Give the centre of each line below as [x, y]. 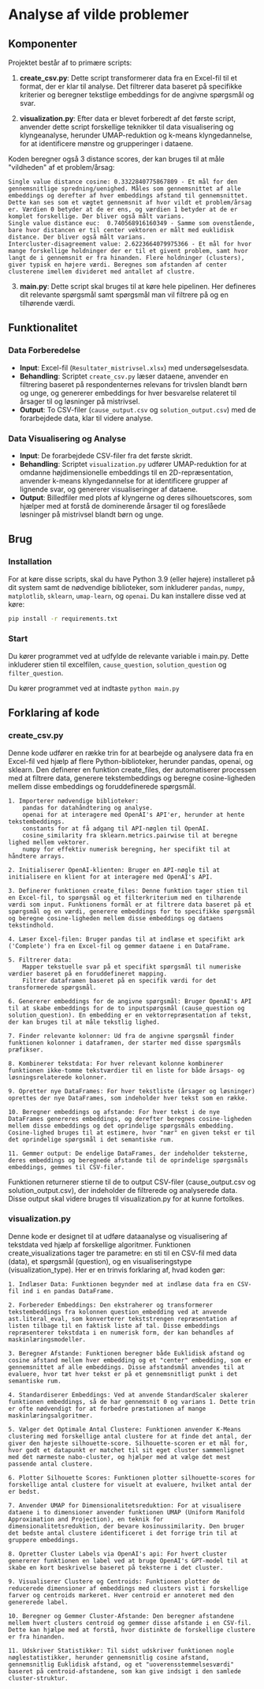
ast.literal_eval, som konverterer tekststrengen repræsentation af [123, 1318]
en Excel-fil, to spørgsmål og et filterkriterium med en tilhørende [125, 897]
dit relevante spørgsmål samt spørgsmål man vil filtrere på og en [124, 295]
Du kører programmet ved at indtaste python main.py [94, 688]
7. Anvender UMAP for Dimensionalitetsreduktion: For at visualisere [125, 1505]
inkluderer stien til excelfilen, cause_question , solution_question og [117, 664]
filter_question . [36, 672]
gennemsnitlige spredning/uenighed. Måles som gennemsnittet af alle [125, 189]
